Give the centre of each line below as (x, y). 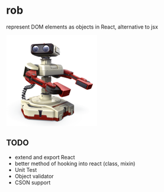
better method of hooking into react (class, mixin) (75, 163)
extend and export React (45, 157)
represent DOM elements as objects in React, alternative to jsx (82, 27)
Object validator (34, 176)
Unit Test (26, 169)
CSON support (33, 182)
